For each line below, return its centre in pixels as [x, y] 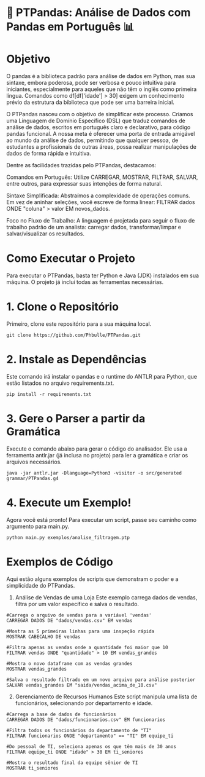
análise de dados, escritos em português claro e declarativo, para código [99, 127]
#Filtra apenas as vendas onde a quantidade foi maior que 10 [87, 647]
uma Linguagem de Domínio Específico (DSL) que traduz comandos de [96, 121]
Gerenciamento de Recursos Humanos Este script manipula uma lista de [106, 696]
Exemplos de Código [60, 562]
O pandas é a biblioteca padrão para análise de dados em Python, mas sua [101, 76]
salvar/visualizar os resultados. [45, 234]
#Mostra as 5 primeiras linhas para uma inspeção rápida [80, 631]
